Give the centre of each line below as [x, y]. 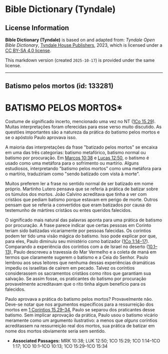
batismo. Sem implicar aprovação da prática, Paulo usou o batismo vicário [82, 315]
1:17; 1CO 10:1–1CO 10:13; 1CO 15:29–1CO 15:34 [60, 346]
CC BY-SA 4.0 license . [28, 50]
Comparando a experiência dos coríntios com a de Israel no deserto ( [77, 247]
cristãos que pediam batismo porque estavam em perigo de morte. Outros [81, 200]
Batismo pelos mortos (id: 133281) [59, 86]
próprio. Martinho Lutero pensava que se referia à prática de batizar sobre [82, 189]
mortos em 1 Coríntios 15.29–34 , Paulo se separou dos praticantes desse [80, 310]
